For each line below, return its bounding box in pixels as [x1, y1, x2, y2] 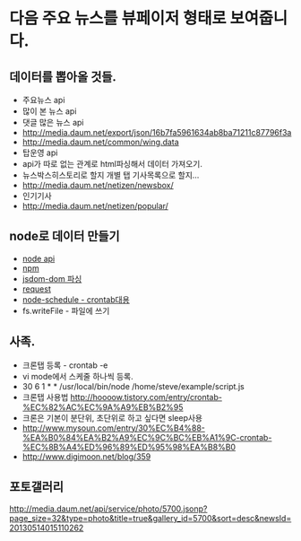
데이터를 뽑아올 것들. [9, 69, 116, 84]
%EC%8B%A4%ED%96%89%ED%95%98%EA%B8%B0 [21, 441, 236, 452]
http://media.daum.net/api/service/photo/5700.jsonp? [9, 503, 208, 514]
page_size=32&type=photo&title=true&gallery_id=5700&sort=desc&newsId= [9, 513, 292, 524]
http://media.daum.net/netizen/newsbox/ [21, 180, 175, 190]
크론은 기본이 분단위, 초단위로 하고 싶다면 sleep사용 [21, 412, 203, 423]
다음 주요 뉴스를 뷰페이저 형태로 [9, 8, 227, 29]
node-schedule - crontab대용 [21, 293, 130, 305]
